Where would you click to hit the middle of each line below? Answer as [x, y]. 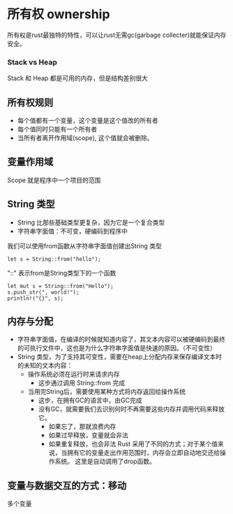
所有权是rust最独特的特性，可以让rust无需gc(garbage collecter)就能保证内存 [117, 35]
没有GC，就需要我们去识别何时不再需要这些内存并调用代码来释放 [131, 409]
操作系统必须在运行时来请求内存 [74, 375]
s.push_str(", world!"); [43, 292]
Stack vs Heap [32, 62]
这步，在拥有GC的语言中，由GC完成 [90, 400]
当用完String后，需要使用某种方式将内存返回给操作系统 [107, 392]
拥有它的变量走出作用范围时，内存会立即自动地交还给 [144, 453]
